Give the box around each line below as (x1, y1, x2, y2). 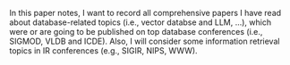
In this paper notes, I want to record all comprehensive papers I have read (9, 8, 282, 18)
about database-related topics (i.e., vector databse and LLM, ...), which (9, 17, 271, 28)
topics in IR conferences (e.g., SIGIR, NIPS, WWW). (9, 45, 199, 56)
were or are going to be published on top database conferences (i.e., (9, 27, 263, 37)
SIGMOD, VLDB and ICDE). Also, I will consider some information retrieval (9, 36, 280, 46)
